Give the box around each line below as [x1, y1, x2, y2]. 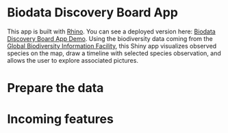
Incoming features [7, 111, 114, 127]
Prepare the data [7, 80, 104, 96]
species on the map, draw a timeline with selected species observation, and [7, 49, 221, 57]
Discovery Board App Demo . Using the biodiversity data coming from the [7, 34, 214, 42]
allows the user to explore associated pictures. [7, 56, 139, 64]
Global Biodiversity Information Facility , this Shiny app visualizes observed [7, 42, 217, 50]
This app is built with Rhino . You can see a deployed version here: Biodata [7, 27, 216, 35]
